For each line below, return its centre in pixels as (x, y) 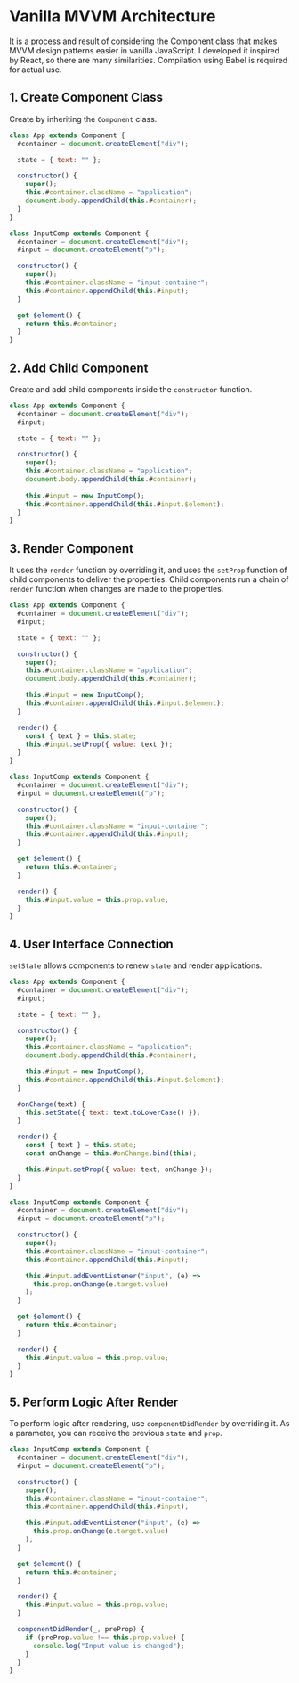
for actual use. (36, 70)
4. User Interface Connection (91, 944)
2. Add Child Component (79, 368)
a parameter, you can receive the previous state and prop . (116, 1433)
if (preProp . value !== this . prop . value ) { (105, 1638)
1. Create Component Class (86, 98)
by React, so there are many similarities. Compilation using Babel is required (149, 60)
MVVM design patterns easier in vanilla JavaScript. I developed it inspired (145, 50)
